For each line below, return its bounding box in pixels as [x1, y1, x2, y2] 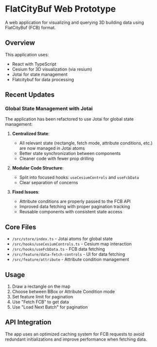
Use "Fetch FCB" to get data [12, 299, 69, 305]
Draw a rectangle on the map [12, 283, 70, 290]
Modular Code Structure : [12, 165, 64, 171]
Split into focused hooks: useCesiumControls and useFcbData [19, 174, 140, 180]
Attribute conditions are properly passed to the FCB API [19, 198, 131, 205]
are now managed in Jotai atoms [19, 145, 85, 151]
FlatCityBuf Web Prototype [5, 3, 116, 15]
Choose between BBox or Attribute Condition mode [12, 289, 115, 295]
